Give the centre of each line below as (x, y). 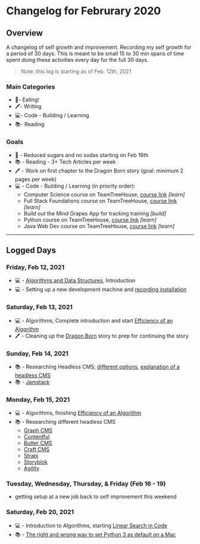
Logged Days (31, 250)
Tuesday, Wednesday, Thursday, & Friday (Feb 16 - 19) (86, 484)
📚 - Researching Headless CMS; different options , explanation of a (97, 367)
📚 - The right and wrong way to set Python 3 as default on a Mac (95, 534)
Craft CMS (37, 449)
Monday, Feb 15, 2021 (38, 399)
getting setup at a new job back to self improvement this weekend (96, 497)
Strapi (31, 456)
